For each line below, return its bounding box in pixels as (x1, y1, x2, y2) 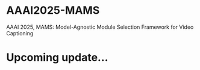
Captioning (6, 29, 34, 36)
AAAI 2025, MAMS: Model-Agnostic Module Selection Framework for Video (6, 23, 194, 31)
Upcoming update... (6, 51, 108, 65)
